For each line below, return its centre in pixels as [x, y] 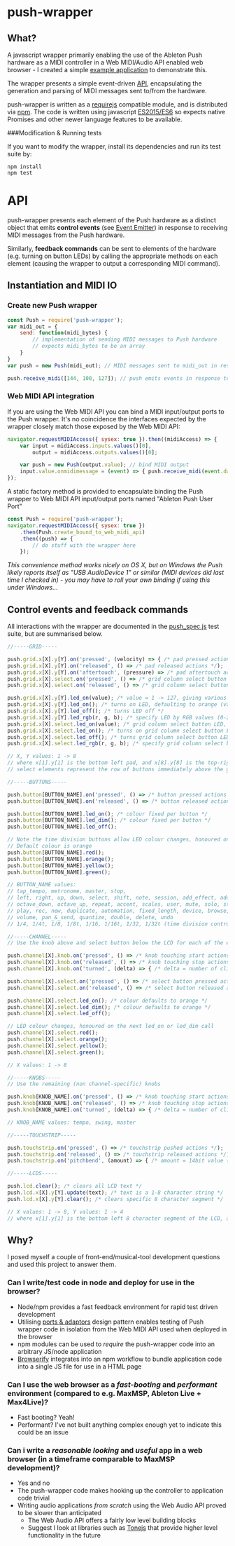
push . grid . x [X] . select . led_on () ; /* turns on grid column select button [115, 731]
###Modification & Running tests [55, 133]
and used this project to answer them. [62, 1264]
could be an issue [43, 1432]
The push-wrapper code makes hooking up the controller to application [120, 1491]
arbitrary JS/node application [59, 1351]
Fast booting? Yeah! [46, 1418]
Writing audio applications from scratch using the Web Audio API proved [122, 1505]
